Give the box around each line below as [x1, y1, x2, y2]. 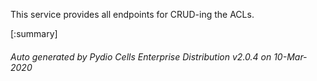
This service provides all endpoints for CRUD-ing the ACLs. [10, 9, 255, 20]
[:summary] [10, 28, 58, 39]
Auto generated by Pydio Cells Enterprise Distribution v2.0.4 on [10, 50, 272, 63]
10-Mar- [273, 50, 308, 63]
